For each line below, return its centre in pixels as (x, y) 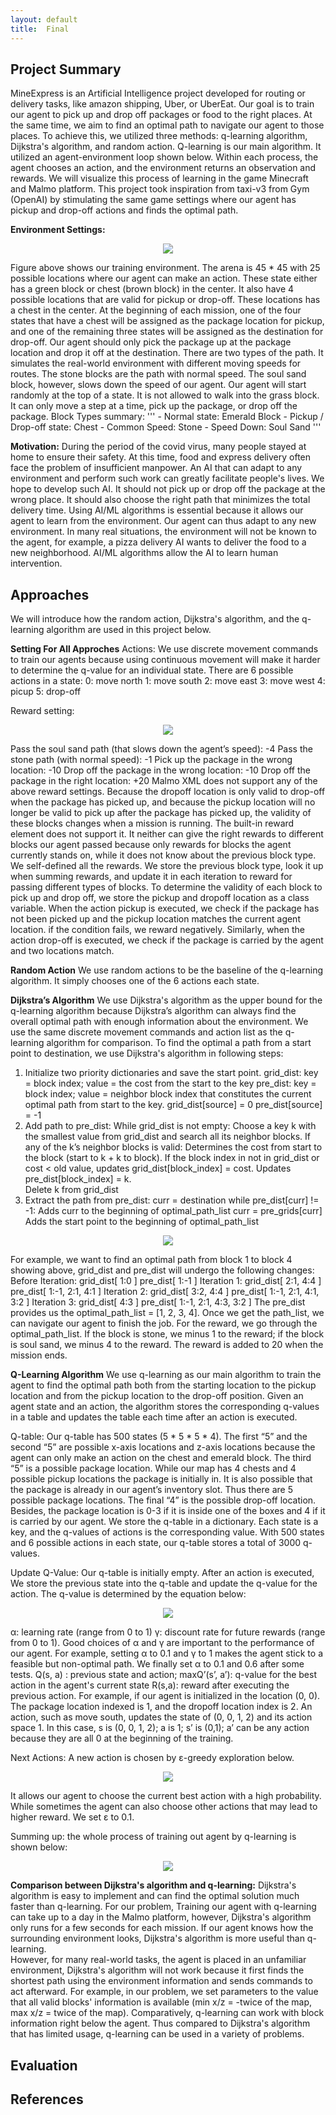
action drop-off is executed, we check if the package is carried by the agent (167, 940)
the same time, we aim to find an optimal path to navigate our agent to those (167, 125)
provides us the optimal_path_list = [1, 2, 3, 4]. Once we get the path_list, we (167, 1313)
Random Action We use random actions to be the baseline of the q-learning (167, 970)
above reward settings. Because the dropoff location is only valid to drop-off (168, 792)
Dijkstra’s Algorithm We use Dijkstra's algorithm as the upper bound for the (166, 1000)
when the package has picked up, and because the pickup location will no (163, 802)
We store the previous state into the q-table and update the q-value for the (164, 1583)
